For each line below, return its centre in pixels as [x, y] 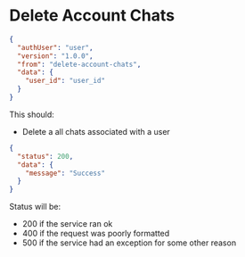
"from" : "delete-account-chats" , [79, 64]
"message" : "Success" [65, 173]
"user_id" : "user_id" [65, 81]
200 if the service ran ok [67, 224]
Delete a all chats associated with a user [96, 131]
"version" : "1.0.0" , [55, 56]
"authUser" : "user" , [55, 47]
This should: [32, 114]
